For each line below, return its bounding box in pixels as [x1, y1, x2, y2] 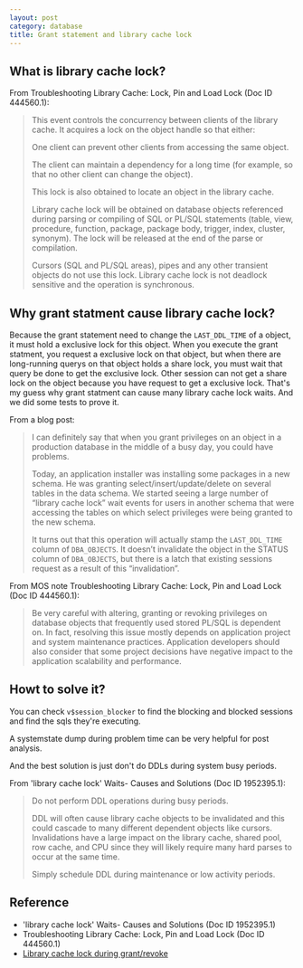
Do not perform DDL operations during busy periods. [31, 795, 229, 806]
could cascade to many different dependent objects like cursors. [31, 822, 273, 833]
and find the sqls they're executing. [9, 716, 142, 726]
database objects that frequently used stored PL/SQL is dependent [31, 617, 281, 628]
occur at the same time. [31, 851, 120, 862]
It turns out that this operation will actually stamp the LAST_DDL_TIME [31, 535, 283, 545]
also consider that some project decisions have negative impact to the [31, 646, 294, 657]
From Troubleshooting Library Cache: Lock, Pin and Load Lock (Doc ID [9, 88, 273, 99]
